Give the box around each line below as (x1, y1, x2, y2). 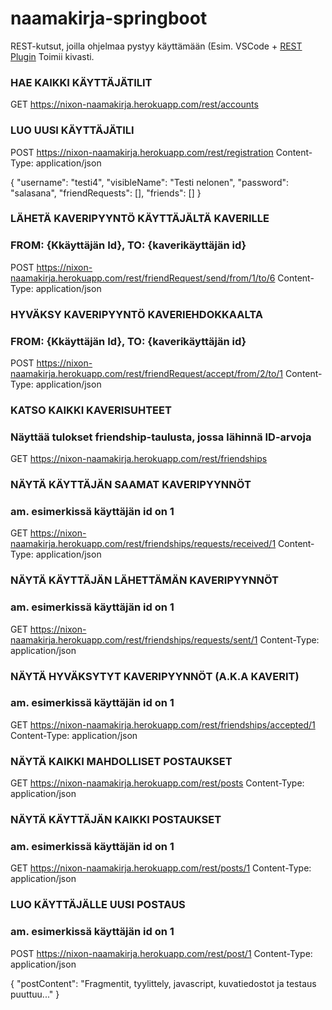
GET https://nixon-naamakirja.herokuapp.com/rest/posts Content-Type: (10, 777, 305, 789)
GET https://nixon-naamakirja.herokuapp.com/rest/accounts (10, 98, 259, 111)
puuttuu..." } (10, 988, 60, 1000)
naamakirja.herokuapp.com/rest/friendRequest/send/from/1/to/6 (10, 272, 276, 284)
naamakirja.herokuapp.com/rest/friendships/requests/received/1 (10, 538, 277, 550)
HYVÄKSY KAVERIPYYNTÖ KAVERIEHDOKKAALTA (10, 307, 263, 321)
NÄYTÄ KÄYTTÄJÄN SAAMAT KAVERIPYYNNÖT (10, 478, 252, 492)
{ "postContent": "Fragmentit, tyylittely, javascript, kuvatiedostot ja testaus (10, 977, 317, 989)
